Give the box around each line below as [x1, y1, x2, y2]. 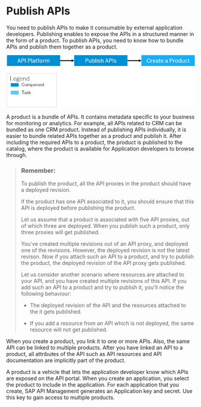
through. [6, 151, 28, 158]
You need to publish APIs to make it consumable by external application [6, 24, 183, 31]
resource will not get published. [29, 326, 108, 333]
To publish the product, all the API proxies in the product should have [20, 180, 191, 187]
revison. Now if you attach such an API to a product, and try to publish [20, 253, 194, 260]
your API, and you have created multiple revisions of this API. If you [20, 278, 187, 285]
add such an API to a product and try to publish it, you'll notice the [20, 284, 184, 291]
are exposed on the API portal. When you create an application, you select [6, 375, 190, 382]
